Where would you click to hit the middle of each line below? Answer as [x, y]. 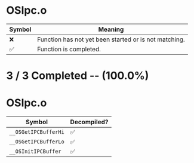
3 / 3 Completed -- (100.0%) [78, 76]
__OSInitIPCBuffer [35, 152]
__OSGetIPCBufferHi [37, 132]
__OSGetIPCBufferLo [37, 142]
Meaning [111, 29]
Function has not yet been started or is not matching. [111, 39]
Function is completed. [69, 49]
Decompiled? [89, 122]
